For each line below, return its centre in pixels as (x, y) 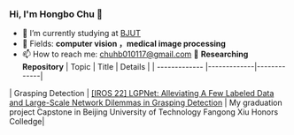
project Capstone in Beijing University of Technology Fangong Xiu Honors (144, 112)
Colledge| (27, 122)
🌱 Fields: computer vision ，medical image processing (124, 44)
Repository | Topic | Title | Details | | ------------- (112, 67)
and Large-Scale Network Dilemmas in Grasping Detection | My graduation (146, 103)
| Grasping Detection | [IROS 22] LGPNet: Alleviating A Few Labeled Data (142, 94)
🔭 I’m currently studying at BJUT (81, 34)
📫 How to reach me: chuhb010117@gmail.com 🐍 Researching (135, 54)
